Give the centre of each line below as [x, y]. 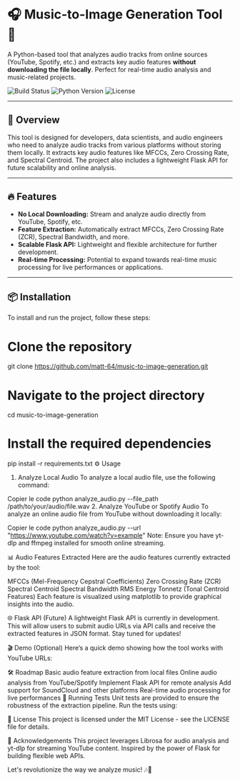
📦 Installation [39, 297]
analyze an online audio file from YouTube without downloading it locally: [115, 514]
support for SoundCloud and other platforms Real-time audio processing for [119, 690]
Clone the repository [70, 347]
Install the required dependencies [110, 444]
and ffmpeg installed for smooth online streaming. [92, 543]
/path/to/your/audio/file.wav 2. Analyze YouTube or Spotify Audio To [108, 507]
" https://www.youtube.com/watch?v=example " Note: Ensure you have [111, 535]
